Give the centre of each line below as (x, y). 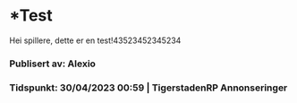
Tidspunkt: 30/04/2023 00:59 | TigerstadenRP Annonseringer (148, 88)
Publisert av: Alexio (53, 64)
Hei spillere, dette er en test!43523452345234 (95, 40)
